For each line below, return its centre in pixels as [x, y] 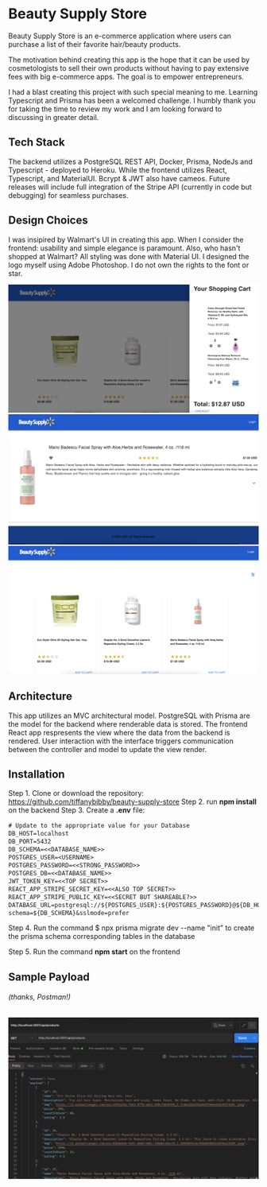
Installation [37, 774]
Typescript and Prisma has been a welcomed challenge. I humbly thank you [132, 100]
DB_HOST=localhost [39, 834]
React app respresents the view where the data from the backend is [119, 732]
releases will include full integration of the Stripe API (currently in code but [130, 187]
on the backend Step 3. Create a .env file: [77, 810]
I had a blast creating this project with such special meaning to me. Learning [133, 91]
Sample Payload [49, 977]
